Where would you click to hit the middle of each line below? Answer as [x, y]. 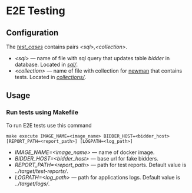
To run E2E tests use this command [49, 125]
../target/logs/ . [32, 184]
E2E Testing [36, 11]
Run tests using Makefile [42, 112]
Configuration [32, 33]
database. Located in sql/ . [46, 64]
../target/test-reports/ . [42, 171]
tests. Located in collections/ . [50, 77]
